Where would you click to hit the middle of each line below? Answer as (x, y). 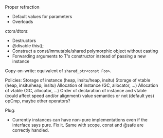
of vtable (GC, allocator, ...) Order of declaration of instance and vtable (76, 90)
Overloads (22, 22)
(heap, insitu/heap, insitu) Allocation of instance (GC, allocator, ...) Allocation (81, 85)
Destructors (24, 40)
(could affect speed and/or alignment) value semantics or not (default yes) (80, 96)
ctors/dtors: (17, 31)
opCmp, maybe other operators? (38, 101)
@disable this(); (28, 46)
